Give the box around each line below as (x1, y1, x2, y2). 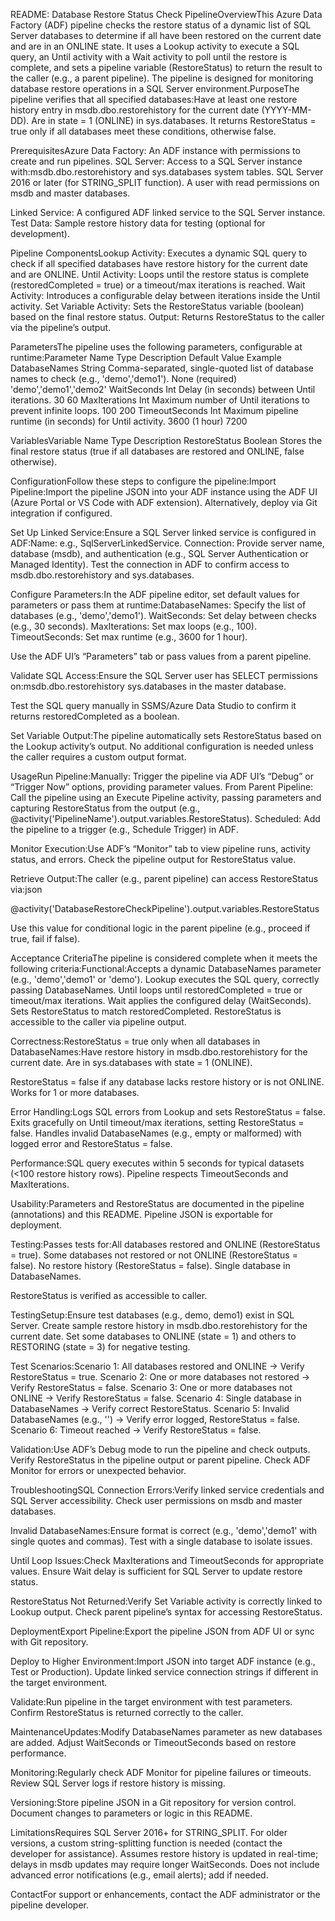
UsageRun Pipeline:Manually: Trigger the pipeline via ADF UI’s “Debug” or (10, 770, 314, 782)
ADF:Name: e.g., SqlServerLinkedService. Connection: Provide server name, (10, 537, 325, 549)
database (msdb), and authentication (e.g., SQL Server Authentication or (10, 548, 309, 559)
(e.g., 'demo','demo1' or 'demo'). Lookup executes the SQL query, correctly (10, 974, 320, 985)
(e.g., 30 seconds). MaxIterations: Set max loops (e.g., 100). (10, 620, 257, 632)
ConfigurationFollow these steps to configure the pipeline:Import (10, 475, 277, 487)
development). (10, 228, 70, 239)
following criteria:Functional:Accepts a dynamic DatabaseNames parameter (10, 963, 322, 974)
